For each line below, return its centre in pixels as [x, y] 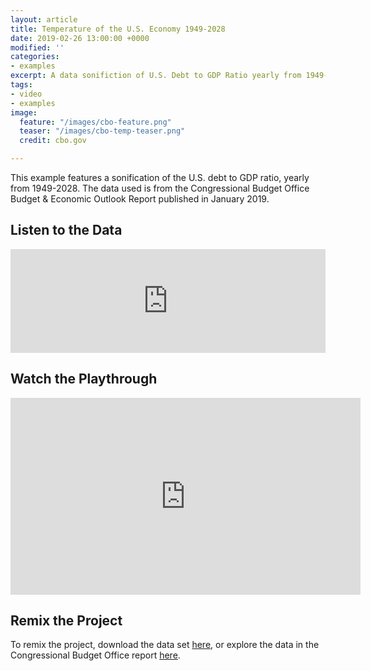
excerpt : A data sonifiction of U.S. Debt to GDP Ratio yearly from [156, 76]
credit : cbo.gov [53, 141]
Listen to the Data [66, 230]
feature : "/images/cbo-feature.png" [95, 122]
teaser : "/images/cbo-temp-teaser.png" [102, 131]
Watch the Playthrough [84, 379]
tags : [21, 85]
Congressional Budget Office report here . [95, 655]
